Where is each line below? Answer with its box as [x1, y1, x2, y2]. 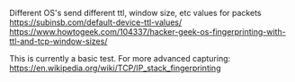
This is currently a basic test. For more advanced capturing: [9, 53, 231, 63]
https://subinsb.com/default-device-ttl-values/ [9, 17, 183, 28]
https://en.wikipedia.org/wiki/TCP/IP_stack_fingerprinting [9, 62, 221, 73]
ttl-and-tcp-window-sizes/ [9, 36, 108, 46]
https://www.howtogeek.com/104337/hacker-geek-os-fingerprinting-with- [9, 27, 286, 37]
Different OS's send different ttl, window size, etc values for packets [9, 8, 262, 18]
